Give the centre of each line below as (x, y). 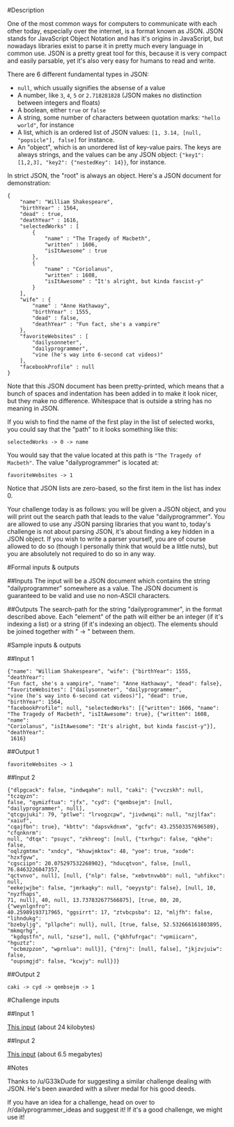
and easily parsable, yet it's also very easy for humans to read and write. (111, 61)
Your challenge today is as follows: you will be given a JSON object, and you (117, 509)
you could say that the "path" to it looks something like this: (93, 429)
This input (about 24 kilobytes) (51, 1027)
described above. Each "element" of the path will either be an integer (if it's (116, 617)
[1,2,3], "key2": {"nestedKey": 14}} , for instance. (92, 162)
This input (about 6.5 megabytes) (55, 1054)
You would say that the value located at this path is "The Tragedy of (104, 455)
